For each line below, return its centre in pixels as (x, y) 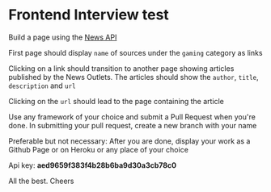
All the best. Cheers (41, 181)
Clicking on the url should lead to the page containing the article (116, 101)
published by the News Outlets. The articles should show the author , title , (133, 77)
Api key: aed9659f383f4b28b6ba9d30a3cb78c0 (92, 165)
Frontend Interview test (89, 15)
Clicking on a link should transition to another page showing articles (121, 68)
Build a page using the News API (63, 37)
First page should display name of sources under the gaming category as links (135, 52)
